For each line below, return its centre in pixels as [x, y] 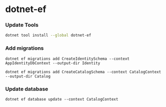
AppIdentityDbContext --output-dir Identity [53, 63]
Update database [27, 89]
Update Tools [22, 25]
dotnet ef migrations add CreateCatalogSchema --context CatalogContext [83, 72]
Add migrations [24, 48]
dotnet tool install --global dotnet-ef [48, 35]
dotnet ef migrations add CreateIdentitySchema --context [67, 59]
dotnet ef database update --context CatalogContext [62, 99]
